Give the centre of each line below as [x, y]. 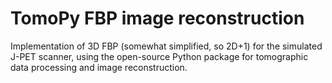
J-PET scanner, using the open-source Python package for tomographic [159, 56]
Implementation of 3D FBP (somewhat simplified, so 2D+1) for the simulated [166, 46]
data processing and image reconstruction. [99, 67]
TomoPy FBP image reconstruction [157, 18]
